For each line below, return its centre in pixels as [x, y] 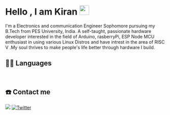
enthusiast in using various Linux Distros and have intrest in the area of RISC [85, 42]
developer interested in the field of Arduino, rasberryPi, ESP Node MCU [80, 36]
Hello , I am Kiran [41, 12]
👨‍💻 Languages [28, 63]
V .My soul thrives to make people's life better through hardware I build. [80, 47]
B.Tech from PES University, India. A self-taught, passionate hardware [78, 31]
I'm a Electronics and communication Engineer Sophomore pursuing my [80, 26]
